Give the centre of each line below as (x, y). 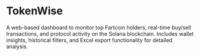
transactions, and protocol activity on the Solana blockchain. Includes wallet (100, 33)
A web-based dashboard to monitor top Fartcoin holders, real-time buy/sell (99, 27)
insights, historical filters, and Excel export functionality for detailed (89, 40)
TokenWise (34, 11)
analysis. (17, 46)
